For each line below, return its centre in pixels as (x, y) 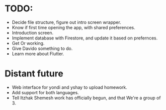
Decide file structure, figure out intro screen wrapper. (66, 22)
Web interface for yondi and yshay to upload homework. (69, 87)
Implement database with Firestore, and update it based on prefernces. (84, 38)
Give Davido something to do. (42, 48)
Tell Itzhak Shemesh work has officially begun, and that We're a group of (86, 98)
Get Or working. (28, 43)
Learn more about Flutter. (38, 54)
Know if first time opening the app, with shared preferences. (73, 27)
